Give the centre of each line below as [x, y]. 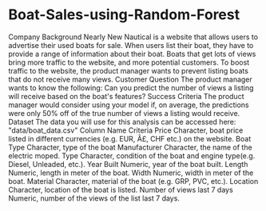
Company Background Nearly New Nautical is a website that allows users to [133, 37]
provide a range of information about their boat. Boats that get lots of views [132, 54]
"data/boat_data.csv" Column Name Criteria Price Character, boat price [126, 130]
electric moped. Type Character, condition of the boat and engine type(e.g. [132, 155]
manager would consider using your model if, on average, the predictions [129, 105]
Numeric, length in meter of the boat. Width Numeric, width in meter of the [131, 173]
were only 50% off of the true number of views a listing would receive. [124, 113]
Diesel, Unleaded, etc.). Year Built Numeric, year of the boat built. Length [128, 164]
